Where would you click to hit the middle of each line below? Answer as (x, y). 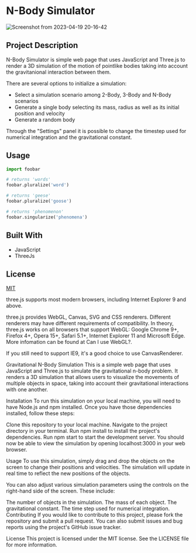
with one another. (27, 390)
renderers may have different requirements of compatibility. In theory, (90, 323)
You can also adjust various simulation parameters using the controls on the (97, 485)
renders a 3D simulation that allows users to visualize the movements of (93, 377)
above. (14, 306)
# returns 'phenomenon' (35, 211)
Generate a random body (45, 120)
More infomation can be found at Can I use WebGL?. (69, 342)
